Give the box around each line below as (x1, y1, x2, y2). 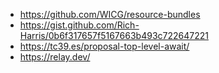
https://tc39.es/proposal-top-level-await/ (19, 40, 190, 52)
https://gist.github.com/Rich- (19, 19, 140, 31)
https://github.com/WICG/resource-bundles (19, 9, 201, 20)
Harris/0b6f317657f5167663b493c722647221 (19, 30, 209, 41)
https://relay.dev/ (19, 51, 91, 63)
